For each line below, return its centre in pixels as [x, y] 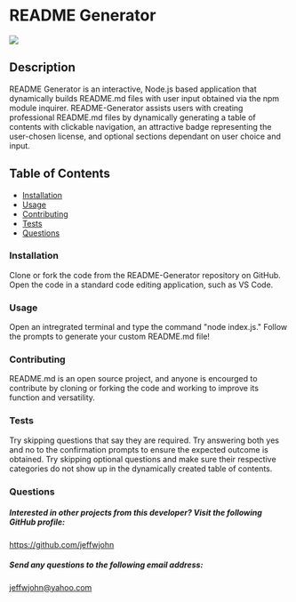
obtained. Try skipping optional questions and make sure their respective [143, 459]
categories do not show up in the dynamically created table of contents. [141, 469]
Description [42, 68]
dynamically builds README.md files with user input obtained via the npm [144, 98]
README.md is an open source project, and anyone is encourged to [133, 379]
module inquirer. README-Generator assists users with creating [126, 108]
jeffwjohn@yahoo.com [51, 587]
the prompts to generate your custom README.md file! [110, 337]
